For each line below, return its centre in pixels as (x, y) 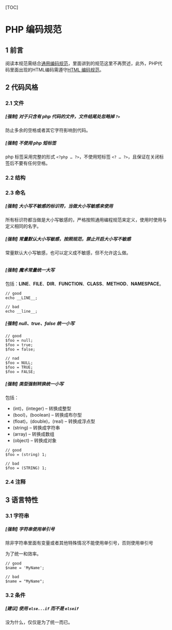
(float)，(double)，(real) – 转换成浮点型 (54, 421)
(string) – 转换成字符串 (36, 427)
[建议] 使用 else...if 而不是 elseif (42, 608)
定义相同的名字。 (23, 226)
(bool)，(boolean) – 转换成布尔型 (47, 415)
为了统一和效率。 (23, 554)
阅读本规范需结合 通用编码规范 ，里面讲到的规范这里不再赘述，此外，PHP (82, 63)
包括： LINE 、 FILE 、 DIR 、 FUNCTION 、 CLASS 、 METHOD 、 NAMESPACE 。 (84, 284)
